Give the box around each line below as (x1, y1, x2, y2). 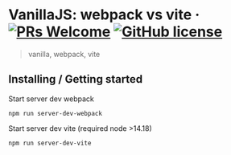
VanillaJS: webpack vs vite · (8, 6, 200, 24)
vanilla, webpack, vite (27, 49, 101, 59)
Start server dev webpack (8, 94, 94, 104)
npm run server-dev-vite (8, 139, 92, 147)
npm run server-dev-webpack (8, 109, 103, 117)
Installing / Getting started (8, 72, 143, 86)
